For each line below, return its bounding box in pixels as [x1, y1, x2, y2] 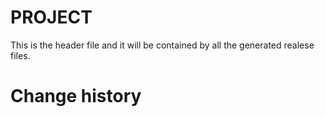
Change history [10, 85, 142, 108]
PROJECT [10, 6, 93, 29]
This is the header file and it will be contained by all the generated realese [10, 39, 315, 51]
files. [10, 49, 31, 61]
